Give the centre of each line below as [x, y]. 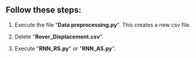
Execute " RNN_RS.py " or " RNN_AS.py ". [65, 48]
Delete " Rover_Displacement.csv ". [59, 37]
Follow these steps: [44, 10]
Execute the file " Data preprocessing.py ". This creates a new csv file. [103, 24]
